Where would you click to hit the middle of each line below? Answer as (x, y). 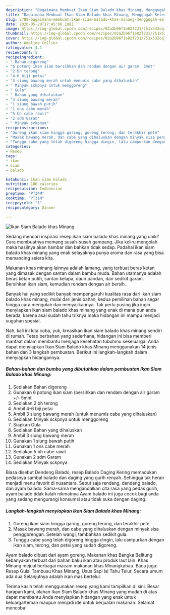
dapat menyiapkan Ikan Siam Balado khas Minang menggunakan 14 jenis (81, 347)
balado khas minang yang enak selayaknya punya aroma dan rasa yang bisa (85, 252)
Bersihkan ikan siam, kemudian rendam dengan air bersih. (66, 284)
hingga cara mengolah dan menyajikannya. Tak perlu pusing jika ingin (78, 304)
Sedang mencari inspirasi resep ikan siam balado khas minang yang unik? (82, 236)
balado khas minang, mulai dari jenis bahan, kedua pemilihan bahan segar (82, 299)
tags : (11, 156)
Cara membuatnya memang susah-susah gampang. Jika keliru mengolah (82, 242)
